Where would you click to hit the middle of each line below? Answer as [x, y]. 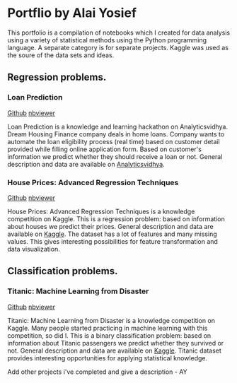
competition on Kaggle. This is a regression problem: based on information [116, 219]
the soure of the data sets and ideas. [61, 55]
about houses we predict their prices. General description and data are [110, 226]
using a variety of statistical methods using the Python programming [107, 40]
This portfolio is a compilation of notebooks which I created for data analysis [119, 33]
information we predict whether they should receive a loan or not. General [115, 156]
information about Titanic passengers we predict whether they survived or [116, 343]
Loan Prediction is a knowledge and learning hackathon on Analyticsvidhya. [118, 126]
